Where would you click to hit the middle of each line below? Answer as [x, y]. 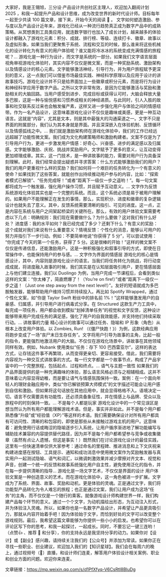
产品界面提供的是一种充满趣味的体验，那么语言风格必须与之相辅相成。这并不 [83, 372]
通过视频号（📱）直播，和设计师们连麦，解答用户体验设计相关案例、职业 [86, 553]
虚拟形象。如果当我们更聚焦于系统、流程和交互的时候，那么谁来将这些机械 [85, 44]
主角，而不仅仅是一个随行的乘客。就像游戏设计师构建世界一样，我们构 [87, 495]
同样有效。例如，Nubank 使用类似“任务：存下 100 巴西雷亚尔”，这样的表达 [81, 347]
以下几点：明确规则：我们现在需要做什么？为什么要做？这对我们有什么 [81, 217]
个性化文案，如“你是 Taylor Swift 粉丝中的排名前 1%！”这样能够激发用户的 [80, 298]
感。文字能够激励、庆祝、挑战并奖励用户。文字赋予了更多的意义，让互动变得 [83, 149]
